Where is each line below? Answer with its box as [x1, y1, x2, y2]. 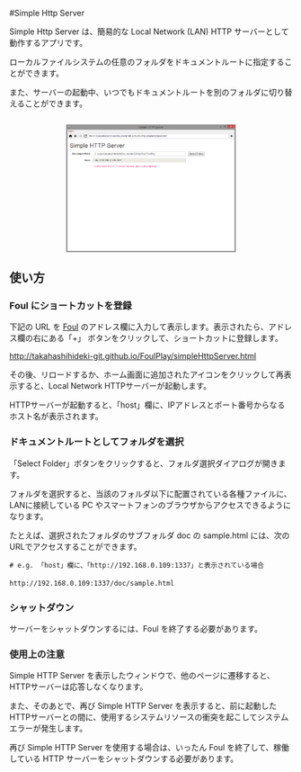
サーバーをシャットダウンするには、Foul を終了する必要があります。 [9, 624, 263, 634]
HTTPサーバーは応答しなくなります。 [9, 681, 148, 692]
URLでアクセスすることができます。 [9, 541, 142, 552]
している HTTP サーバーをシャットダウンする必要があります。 [9, 753, 239, 764]
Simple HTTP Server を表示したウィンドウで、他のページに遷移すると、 [9, 670, 276, 681]
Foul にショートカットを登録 [9, 300, 132, 312]
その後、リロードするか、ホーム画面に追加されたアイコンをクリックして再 [9, 369, 285, 381]
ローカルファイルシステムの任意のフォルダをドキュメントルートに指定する [9, 57, 285, 67]
